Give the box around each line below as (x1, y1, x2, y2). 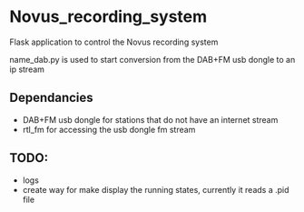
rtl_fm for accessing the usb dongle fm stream (22, 124, 196, 135)
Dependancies (9, 90, 93, 106)
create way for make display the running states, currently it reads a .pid (22, 184, 289, 195)
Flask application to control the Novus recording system (9, 36, 219, 47)
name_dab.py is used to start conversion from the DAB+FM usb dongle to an (9, 54, 296, 65)
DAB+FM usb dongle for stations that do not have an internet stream (22, 114, 279, 125)
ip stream (9, 64, 45, 75)
